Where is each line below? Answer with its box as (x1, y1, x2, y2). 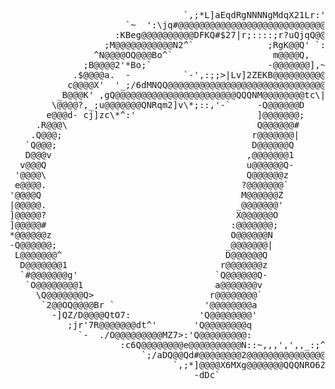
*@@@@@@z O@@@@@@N (9, 230, 274, 240)
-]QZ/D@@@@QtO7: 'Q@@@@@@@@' (51, 310, 258, 320)
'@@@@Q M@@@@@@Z (9, 190, 284, 200)
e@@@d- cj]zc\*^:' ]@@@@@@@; (46, 110, 306, 120)
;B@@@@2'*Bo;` (83, 60, 152, 70)
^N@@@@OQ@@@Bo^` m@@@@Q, (93, 50, 311, 60)
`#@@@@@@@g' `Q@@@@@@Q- (19, 270, 269, 280)
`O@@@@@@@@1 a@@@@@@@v (25, 280, 263, 290)
